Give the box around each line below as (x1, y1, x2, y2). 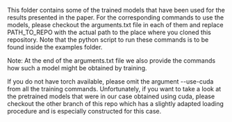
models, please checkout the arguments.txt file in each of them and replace (7, 21, 224, 29)
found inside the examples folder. (7, 43, 103, 51)
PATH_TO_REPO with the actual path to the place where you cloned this (7, 28, 212, 36)
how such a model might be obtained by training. (7, 64, 147, 72)
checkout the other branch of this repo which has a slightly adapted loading (7, 100, 224, 107)
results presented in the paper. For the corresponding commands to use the (7, 13, 224, 22)
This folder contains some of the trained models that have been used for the (7, 6, 226, 14)
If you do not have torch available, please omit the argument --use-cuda (7, 77, 214, 86)
